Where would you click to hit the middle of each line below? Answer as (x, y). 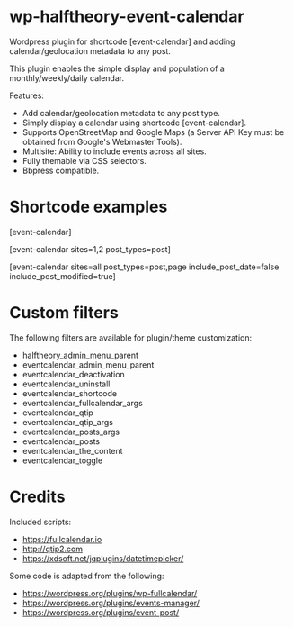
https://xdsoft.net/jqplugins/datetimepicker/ (103, 558)
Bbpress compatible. (61, 170)
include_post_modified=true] (63, 276)
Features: (27, 95)
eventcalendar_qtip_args (68, 422)
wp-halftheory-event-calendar (127, 17)
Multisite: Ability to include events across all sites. (114, 151)
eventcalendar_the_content (72, 450)
